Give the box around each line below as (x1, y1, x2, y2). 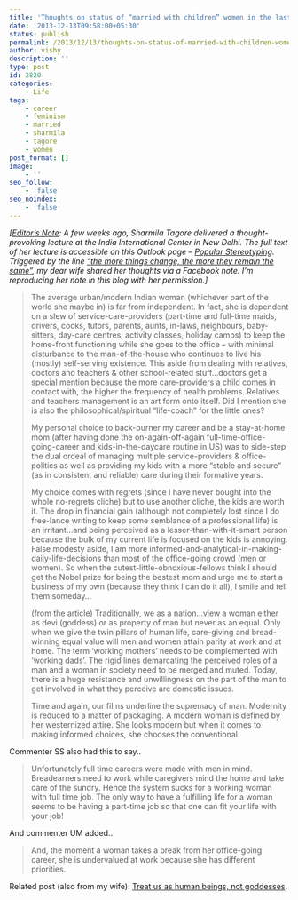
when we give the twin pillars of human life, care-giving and (30, 626, 250, 637)
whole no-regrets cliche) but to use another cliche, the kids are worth (30, 496, 286, 506)
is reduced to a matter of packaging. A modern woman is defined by (30, 710, 281, 721)
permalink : (9, 37, 50, 47)
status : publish (9, 29, 69, 38)
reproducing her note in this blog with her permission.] (9, 275, 208, 285)
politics (30, 459, 58, 471)
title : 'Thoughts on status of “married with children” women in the (9, 12, 272, 22)
